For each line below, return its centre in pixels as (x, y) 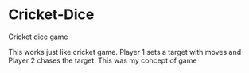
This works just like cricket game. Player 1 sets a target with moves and (124, 52)
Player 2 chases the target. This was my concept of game (103, 60)
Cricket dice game (39, 36)
